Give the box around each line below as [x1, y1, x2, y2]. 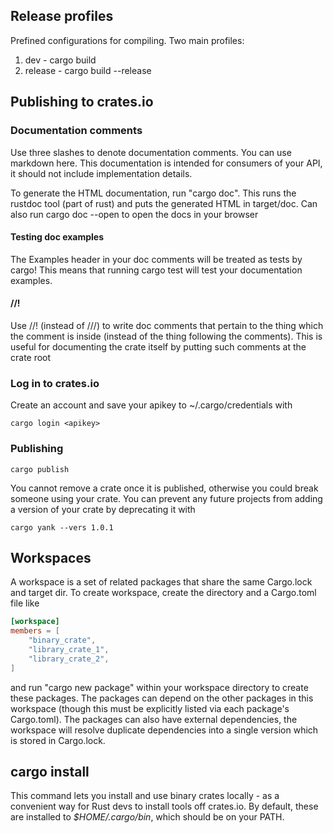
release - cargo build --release [24, 64, 152, 76]
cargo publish [10, 464, 70, 474]
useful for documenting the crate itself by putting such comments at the [10, 340, 307, 353]
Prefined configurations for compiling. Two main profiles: [10, 34, 245, 46]
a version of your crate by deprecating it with [10, 503, 196, 515]
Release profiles [10, 8, 114, 25]
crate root [10, 351, 52, 363]
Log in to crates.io [10, 376, 100, 390]
